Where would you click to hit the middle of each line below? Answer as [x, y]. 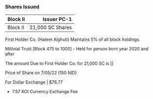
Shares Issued [22, 7]
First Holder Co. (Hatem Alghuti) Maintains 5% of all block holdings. [73, 39]
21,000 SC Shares [51, 28]
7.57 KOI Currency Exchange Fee [45, 92]
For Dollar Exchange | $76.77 [34, 82]
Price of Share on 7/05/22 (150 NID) [41, 73]
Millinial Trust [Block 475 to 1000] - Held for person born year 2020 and [77, 49]
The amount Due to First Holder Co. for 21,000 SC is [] [59, 64]
